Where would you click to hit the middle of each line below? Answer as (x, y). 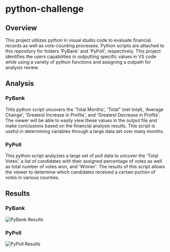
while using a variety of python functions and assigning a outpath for (78, 62)
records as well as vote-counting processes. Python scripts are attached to (85, 46)
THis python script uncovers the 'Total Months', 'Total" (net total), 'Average (84, 109)
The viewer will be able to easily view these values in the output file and (81, 120)
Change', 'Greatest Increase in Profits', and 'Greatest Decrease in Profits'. (83, 115)
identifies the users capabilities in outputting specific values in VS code (81, 56)
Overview (21, 28)
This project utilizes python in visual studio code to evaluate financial (78, 40)
